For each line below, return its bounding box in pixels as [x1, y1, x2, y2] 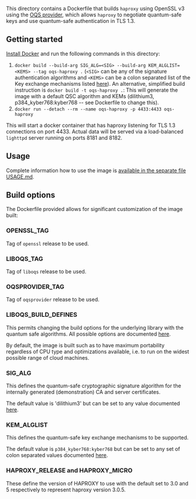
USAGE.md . [6, 173, 35, 180]
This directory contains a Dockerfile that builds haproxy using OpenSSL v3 [6, 5, 185, 12]
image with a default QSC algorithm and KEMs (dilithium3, [14, 92, 154, 99]
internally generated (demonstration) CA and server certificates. [6, 388, 161, 396]
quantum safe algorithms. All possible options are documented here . [6, 330, 171, 337]
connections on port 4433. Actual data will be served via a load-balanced [6, 128, 184, 135]
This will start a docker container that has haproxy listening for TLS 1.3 [6, 122, 176, 129]
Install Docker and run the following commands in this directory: [6, 50, 160, 57]
